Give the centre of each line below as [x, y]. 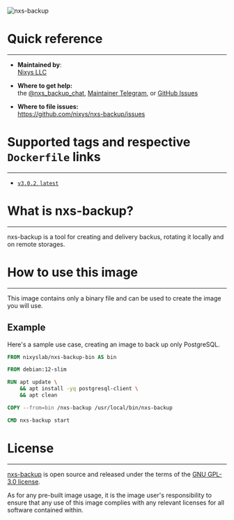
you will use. [25, 305]
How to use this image [72, 273]
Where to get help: [45, 85]
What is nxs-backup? [70, 211]
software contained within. [45, 510]
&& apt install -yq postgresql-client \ [79, 389]
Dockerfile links [54, 157]
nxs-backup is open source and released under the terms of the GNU [107, 474]
